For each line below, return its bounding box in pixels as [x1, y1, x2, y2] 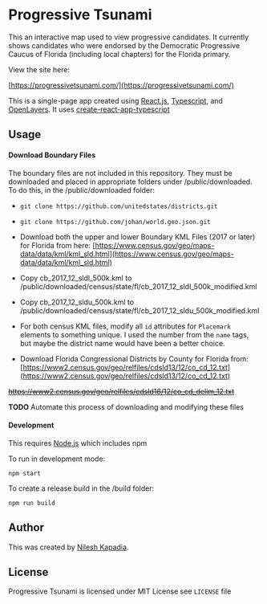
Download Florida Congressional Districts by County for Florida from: [19, 353, 249, 363]
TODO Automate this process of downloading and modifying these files [8, 402, 245, 411]
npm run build [8, 499, 56, 507]
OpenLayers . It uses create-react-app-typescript [8, 104, 170, 114]
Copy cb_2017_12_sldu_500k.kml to [19, 297, 135, 307]
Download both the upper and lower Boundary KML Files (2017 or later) [19, 231, 256, 242]
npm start [8, 469, 42, 477]
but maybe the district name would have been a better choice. [19, 338, 226, 348]
